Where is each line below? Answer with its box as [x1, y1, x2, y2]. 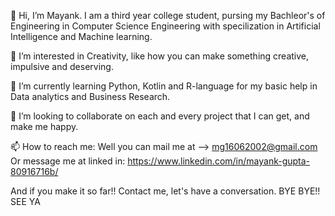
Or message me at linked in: [10, 155, 126, 167]
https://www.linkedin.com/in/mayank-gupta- [127, 155, 311, 167]
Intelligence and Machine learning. [10, 31, 153, 42]
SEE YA [10, 196, 41, 207]
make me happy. [10, 121, 79, 132]
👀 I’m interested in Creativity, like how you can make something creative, [10, 50, 310, 62]
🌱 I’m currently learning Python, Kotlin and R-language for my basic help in [10, 80, 318, 92]
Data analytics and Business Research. [10, 91, 171, 102]
